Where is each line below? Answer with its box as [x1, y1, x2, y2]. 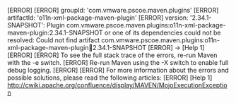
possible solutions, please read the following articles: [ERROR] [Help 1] [7, 73, 213, 82]
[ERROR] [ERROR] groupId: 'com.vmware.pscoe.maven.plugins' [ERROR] [7, 6, 219, 14]
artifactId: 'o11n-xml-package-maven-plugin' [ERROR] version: [7, 13, 189, 22]
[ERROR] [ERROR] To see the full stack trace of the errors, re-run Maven [7, 51, 218, 59]
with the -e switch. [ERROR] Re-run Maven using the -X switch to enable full [7, 59, 229, 66]
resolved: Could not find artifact [7, 36, 100, 44]
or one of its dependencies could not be [105, 28, 221, 37]
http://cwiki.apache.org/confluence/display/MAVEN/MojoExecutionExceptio [7, 81, 228, 89]
